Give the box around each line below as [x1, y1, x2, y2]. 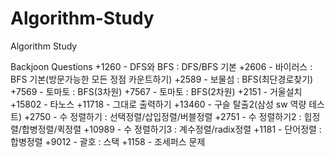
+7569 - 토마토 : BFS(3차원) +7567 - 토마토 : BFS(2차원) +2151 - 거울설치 [10, 85, 303, 97]
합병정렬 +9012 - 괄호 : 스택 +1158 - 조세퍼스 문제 [10, 135, 206, 147]
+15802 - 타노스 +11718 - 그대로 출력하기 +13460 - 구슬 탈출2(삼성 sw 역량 [10, 98, 307, 110]
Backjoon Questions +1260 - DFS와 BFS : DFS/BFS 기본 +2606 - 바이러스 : [10, 60, 313, 72]
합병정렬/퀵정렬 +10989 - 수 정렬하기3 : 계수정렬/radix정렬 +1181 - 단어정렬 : [21, 123, 322, 135]
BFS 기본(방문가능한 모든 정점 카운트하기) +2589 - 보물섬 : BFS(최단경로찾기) [10, 73, 314, 85]
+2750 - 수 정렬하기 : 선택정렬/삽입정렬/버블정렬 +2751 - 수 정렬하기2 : [23, 110, 302, 122]
